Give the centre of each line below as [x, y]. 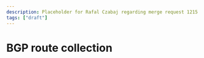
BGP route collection [60, 48]
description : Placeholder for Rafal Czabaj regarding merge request [95, 12]
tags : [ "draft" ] [27, 18]
